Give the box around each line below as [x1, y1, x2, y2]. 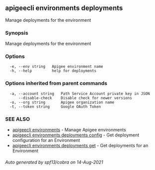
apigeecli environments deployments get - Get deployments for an [12, 143, 149, 148]
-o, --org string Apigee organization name [9, 100, 114, 105]
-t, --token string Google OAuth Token [9, 104, 101, 109]
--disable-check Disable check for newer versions [18, 95, 133, 100]
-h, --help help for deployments [9, 69, 97, 74]
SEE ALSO [5, 116, 30, 123]
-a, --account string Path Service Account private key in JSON [9, 91, 150, 96]
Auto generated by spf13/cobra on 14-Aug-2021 [5, 159, 103, 165]
